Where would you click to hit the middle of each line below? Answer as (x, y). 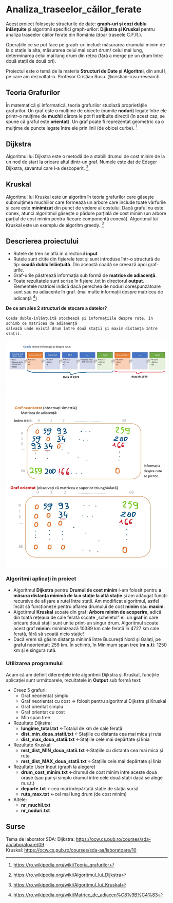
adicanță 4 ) (25, 298)
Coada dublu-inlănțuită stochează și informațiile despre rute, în (80, 318)
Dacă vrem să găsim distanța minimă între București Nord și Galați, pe (87, 639)
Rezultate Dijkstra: (32, 723)
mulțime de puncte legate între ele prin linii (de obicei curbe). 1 (72, 127)
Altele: (20, 800)
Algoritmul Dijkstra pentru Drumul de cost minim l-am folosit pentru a (87, 590)
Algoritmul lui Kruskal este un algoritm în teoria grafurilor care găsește (80, 197)
